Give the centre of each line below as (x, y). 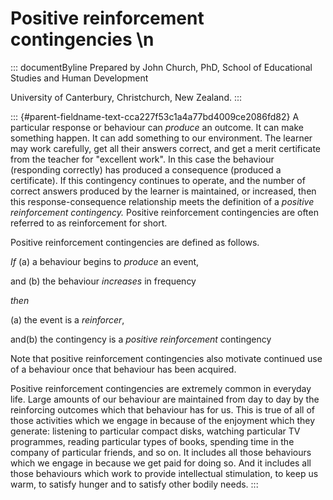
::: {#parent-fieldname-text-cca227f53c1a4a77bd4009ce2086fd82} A (155, 116)
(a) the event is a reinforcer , (67, 319)
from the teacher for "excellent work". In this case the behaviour (142, 159)
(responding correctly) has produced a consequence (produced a (146, 169)
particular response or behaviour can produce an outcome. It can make (157, 127)
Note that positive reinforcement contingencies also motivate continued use (166, 358)
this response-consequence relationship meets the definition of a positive (162, 201)
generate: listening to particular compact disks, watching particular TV (155, 431)
